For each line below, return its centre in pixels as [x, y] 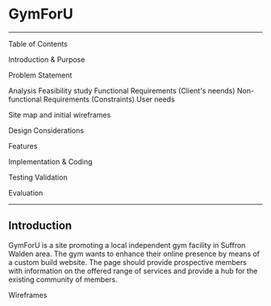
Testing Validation [38, 177]
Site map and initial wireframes [60, 114]
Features [23, 146]
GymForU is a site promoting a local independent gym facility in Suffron [127, 245]
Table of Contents [38, 43]
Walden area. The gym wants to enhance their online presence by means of [134, 254]
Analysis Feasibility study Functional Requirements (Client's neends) [122, 90]
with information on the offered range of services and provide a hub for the [133, 271]
